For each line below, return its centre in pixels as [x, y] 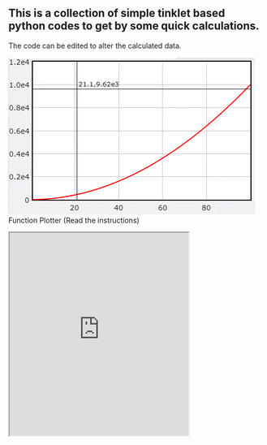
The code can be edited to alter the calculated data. [95, 45]
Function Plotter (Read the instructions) [74, 220]
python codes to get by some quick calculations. [134, 26]
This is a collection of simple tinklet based [117, 13]
